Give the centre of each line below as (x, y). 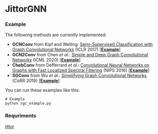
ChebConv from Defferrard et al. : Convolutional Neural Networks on (81, 65)
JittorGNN (26, 9)
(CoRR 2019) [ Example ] (36, 81)
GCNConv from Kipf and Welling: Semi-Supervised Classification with (82, 45)
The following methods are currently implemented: (56, 35)
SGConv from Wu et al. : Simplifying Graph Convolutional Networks (79, 76)
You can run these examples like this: (42, 90)
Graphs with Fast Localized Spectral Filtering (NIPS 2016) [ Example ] (81, 70)
